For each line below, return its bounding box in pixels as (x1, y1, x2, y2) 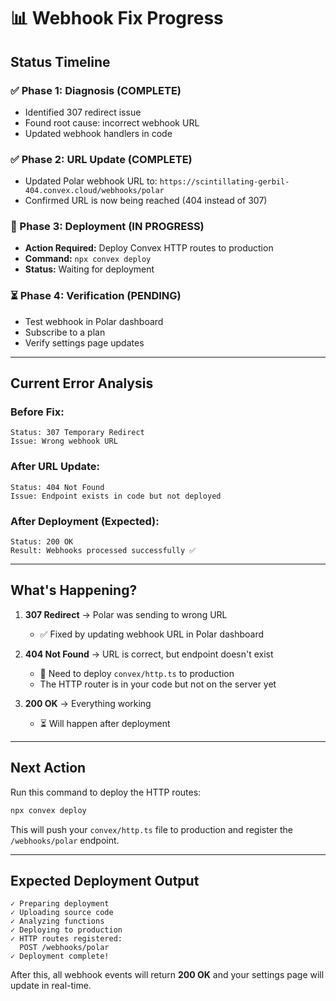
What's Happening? (10, 582, 138, 599)
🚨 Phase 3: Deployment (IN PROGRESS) (10, 220, 205, 234)
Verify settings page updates (24, 336, 145, 349)
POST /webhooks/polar (19, 943, 110, 953)
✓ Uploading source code (10, 908, 114, 918)
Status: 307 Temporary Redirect (10, 428, 145, 438)
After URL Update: (10, 460, 101, 474)
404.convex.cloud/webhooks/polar (24, 186, 165, 196)
